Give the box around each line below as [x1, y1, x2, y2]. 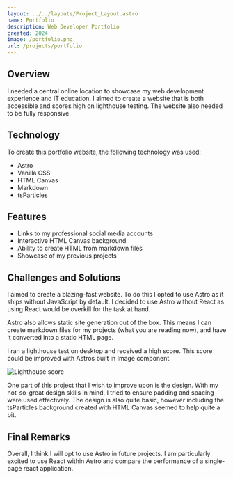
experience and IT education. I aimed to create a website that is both [7, 94, 204, 102]
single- [204, 457, 225, 465]
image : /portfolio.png [7, 36, 73, 43]
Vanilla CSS [17, 168, 51, 177]
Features [7, 211, 47, 223]
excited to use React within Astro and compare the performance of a [7, 457, 204, 465]
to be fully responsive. [7, 109, 71, 117]
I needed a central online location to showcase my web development [7, 86, 204, 95]
